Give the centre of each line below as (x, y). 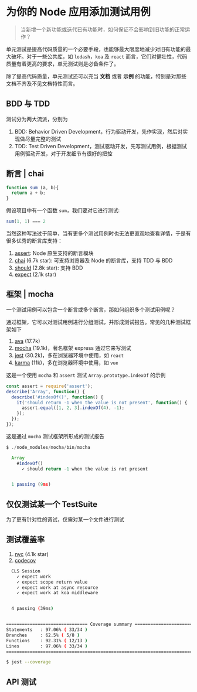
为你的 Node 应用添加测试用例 (79, 12)
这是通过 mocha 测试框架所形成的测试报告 (55, 436)
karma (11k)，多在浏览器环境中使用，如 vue (66, 362)
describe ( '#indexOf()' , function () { (57, 397)
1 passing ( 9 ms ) (31, 485)
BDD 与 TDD (28, 104)
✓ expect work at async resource (57, 587)
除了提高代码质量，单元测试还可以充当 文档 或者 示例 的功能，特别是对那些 (96, 76)
